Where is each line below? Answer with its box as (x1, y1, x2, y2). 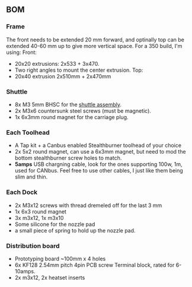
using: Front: (6, 49, 37, 56)
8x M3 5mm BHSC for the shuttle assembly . (14, 101, 122, 108)
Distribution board (6, 241, 60, 250)
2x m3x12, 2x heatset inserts (14, 274, 85, 281)
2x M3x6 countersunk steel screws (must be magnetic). (14, 107, 151, 114)
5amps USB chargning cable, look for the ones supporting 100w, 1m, (14, 161, 183, 168)
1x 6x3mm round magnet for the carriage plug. (14, 113, 129, 120)
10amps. (14, 267, 36, 275)
